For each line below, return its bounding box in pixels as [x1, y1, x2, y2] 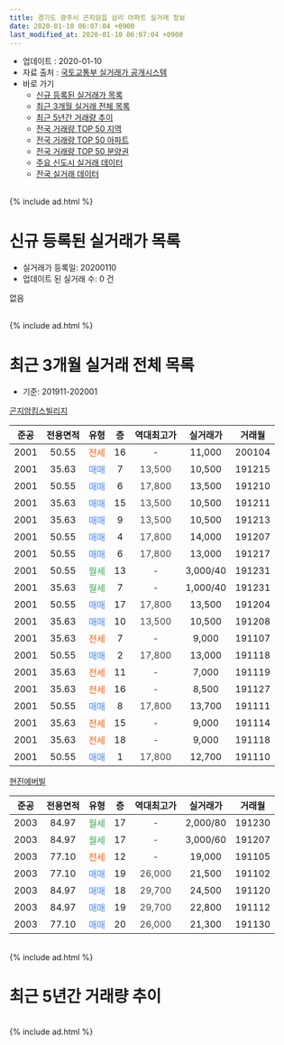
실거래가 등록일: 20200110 [22, 263, 117, 273]
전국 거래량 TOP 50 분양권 [35, 146, 129, 157]
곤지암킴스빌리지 [9, 405, 69, 416]
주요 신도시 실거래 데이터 [35, 157, 124, 168]
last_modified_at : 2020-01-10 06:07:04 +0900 [9, 30, 183, 39]
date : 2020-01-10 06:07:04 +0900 [9, 22, 135, 31]
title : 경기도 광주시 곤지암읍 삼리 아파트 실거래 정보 [9, 13, 186, 23]
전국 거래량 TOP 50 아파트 [35, 134, 129, 145]
